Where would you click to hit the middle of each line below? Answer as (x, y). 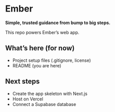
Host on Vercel (28, 99)
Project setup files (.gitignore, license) (51, 60)
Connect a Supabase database (44, 104)
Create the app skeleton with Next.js (50, 93)
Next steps (22, 82)
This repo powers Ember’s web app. (42, 32)
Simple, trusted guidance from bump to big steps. (58, 23)
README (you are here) (37, 65)
